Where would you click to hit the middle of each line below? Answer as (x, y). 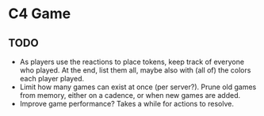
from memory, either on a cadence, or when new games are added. (130, 95)
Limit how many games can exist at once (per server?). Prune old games (138, 87)
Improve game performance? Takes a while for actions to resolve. (126, 104)
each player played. (52, 79)
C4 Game (40, 14)
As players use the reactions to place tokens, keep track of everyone (132, 62)
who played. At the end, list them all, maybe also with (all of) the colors (135, 70)
